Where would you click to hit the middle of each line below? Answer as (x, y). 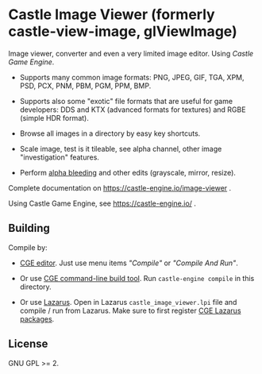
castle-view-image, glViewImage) (123, 31)
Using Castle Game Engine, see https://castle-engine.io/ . (102, 203)
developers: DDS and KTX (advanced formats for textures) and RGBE (133, 110)
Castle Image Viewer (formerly (112, 15)
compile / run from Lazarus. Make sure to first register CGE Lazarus (130, 310)
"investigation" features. (59, 157)
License (28, 344)
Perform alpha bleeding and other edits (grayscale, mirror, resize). (128, 172)
